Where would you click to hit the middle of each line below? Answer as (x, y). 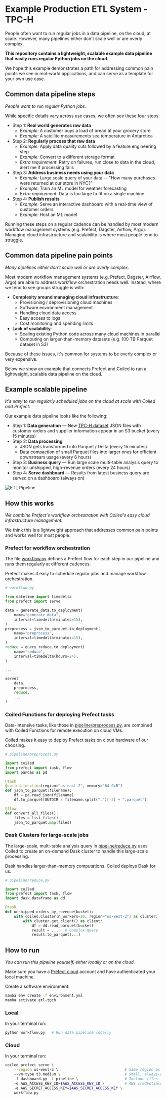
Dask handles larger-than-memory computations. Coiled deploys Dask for (80, 866)
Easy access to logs (40, 318)
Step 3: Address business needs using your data (63, 172)
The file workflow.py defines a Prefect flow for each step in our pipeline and (82, 559)
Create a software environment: (37, 986)
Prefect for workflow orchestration (48, 548)
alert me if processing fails (47, 167)
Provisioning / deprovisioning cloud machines (66, 302)
